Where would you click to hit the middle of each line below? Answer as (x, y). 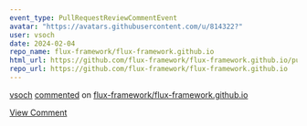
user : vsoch (32, 35)
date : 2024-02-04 (42, 43)
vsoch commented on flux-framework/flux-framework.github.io (129, 94)
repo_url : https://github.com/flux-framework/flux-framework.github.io (148, 69)
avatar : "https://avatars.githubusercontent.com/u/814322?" (127, 26)
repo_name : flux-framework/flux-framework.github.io (112, 52)
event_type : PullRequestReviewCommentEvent (94, 18)
